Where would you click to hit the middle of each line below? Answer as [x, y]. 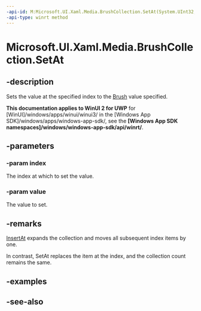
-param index [26, 163]
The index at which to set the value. [50, 176]
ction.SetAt [35, 60]
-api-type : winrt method [37, 17]
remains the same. [29, 262]
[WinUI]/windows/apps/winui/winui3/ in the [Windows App [78, 114]
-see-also [25, 302]
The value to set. [27, 205]
